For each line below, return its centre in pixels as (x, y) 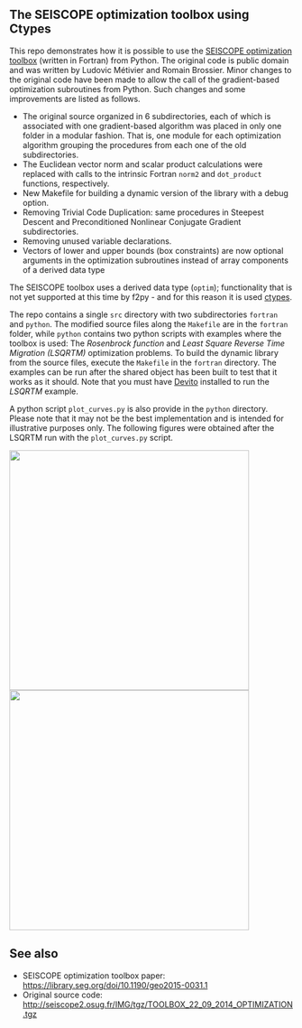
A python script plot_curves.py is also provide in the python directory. (139, 408)
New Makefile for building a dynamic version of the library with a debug (155, 192)
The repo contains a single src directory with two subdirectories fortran (143, 314)
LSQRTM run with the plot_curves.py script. (92, 437)
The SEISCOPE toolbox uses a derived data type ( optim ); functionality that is (151, 287)
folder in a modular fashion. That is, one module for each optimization (151, 136)
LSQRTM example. (44, 391)
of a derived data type (64, 269)
